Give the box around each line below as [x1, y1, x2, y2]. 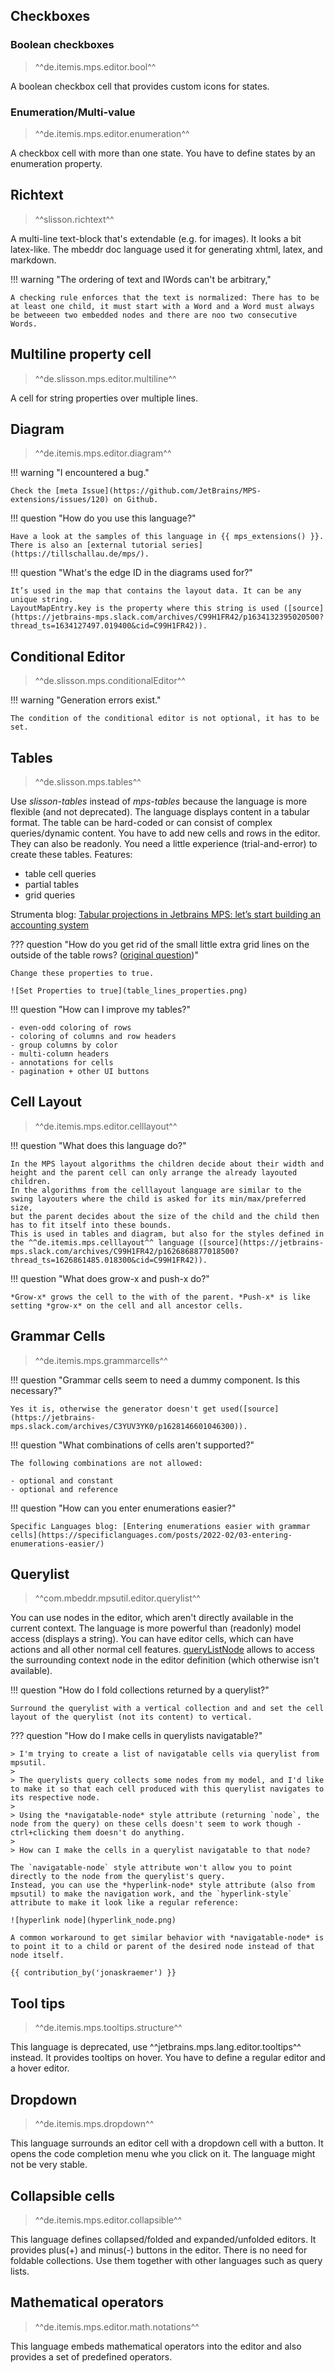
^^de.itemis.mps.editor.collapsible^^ [34, 2214, 183, 2226]
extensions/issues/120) [10, 495, 110, 505]
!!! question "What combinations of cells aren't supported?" [10, 1439, 255, 1451]
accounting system [10, 919, 90, 931]
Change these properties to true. [10, 969, 155, 979]
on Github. [113, 495, 159, 505]
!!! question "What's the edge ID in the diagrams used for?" [10, 567, 253, 579]
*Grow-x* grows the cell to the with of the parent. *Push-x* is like [10, 1292, 311, 1302]
